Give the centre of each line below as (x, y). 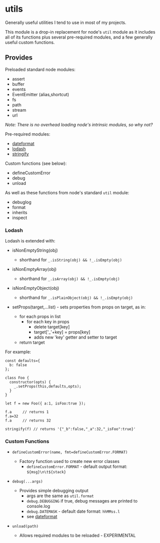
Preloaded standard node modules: (40, 69)
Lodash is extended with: (30, 241)
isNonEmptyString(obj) (35, 250)
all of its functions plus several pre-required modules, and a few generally (79, 37)
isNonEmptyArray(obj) (34, 269)
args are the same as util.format (60, 496)
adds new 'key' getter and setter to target (75, 337)
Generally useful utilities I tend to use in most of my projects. (66, 22)
